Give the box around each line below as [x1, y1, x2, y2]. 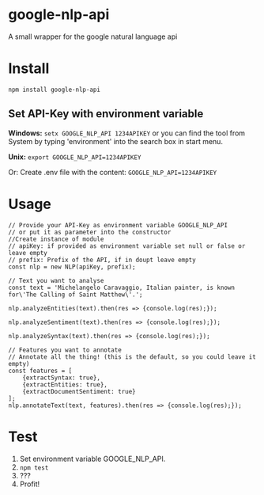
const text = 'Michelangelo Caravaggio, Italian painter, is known [8, 284, 236, 291]
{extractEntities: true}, [22, 380, 108, 389]
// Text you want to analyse [8, 276, 104, 284]
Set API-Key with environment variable [8, 107, 204, 120]
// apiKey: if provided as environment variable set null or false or [8, 242, 246, 250]
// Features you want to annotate [8, 346, 123, 354]
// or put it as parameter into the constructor [8, 228, 172, 236]
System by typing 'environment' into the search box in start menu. [8, 136, 224, 146]
